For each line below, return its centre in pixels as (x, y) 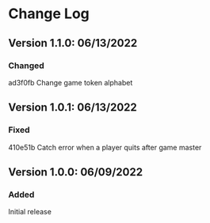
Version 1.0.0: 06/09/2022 (76, 172)
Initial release (30, 212)
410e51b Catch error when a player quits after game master (105, 147)
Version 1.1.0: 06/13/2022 (73, 43)
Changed (27, 66)
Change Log (49, 14)
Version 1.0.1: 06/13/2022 (73, 108)
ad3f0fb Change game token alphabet (71, 82)
